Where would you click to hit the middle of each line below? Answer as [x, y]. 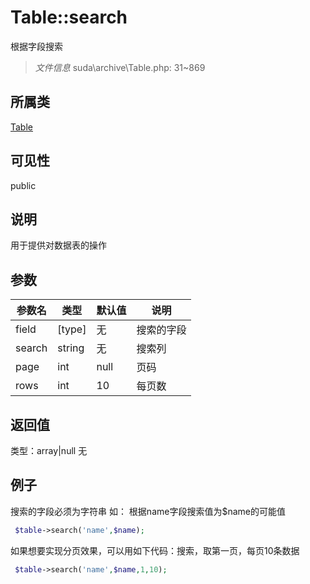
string [71, 348]
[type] [72, 329]
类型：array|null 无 [49, 450]
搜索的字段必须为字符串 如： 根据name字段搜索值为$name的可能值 [148, 511]
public [23, 185]
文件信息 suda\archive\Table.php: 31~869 [120, 67]
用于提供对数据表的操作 [58, 245]
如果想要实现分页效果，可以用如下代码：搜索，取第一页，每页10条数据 [155, 550]
